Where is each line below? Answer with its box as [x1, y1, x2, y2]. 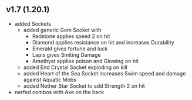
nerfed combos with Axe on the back [14, 88, 105, 95]
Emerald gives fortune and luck [32, 45, 108, 52]
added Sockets [14, 20, 52, 27]
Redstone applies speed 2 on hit [32, 32, 110, 40]
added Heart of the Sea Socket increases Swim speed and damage [23, 70, 186, 77]
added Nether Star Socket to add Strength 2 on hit [23, 82, 145, 89]
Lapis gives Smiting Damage [32, 51, 101, 58]
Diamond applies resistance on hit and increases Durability [32, 39, 174, 46]
